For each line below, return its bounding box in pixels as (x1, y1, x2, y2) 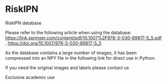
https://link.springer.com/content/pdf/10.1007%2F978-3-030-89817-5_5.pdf (5, 35, 162, 41)
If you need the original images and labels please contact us (5, 65, 129, 71)
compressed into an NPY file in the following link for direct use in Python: (5, 55, 156, 61)
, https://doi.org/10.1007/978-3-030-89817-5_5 (5, 40, 101, 46)
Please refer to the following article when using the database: (5, 29, 131, 35)
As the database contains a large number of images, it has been (5, 50, 137, 56)
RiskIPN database (5, 20, 41, 26)
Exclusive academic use (5, 74, 55, 80)
